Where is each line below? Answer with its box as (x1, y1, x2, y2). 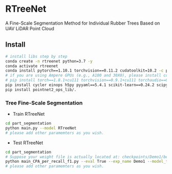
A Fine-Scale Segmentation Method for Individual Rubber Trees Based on (5, 20, 160, 26)
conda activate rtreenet (5, 63, 58, 69)
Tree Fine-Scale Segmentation (5, 99, 83, 106)
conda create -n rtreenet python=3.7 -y (5, 58, 93, 64)
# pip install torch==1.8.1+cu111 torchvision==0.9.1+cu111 (5, 78, 137, 83)
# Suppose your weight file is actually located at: (5, 154, 120, 159)
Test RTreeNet (12, 139, 44, 146)
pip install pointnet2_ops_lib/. (5, 87, 77, 92)
